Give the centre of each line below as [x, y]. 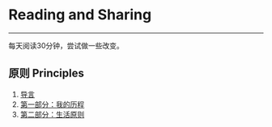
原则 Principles [47, 74]
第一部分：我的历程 [52, 104]
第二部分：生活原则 [52, 114]
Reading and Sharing [80, 15]
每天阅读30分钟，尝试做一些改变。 [66, 45]
